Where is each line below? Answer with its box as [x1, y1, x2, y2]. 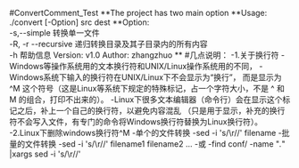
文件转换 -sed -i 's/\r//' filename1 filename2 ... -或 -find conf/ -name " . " [24, 139, 286, 149]
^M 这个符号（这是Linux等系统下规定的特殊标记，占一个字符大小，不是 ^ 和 [9, 84, 286, 93]
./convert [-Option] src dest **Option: [9, 17, 150, 28]
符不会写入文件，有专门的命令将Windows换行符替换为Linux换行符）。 [9, 116, 263, 127]
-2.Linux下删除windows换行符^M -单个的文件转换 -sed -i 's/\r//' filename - [9, 128, 283, 138]
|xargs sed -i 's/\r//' [9, 148, 81, 159]
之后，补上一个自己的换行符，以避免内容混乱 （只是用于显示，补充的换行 [16, 106, 286, 116]
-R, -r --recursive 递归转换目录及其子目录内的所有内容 [9, 39, 208, 49]
